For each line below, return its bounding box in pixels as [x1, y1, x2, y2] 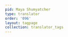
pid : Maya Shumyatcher [5, 7, 51, 12]
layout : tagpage [5, 20, 38, 25]
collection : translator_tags [5, 25, 64, 30]
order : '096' [5, 16, 31, 21]
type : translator [5, 12, 40, 16]
